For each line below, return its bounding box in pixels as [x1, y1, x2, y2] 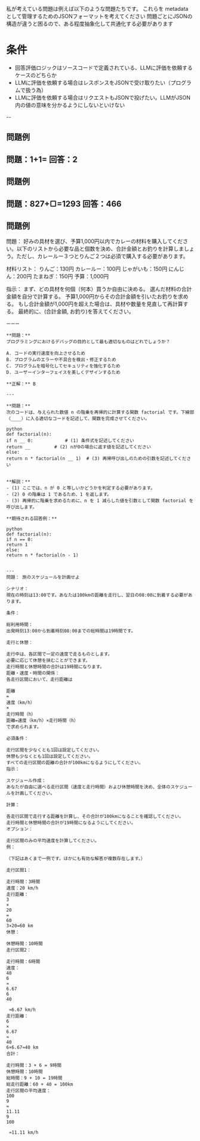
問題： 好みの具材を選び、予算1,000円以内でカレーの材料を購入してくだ [6, 238, 183, 245]
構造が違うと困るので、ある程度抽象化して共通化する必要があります [6, 20, 174, 27]
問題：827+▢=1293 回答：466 [6, 199, 122, 209]
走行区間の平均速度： [6, 1088, 51, 1094]
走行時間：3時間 [6, 879, 41, 885]
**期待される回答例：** [6, 516, 57, 522]
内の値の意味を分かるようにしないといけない [14, 101, 125, 109]
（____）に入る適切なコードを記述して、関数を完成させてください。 [6, 416, 150, 422]
